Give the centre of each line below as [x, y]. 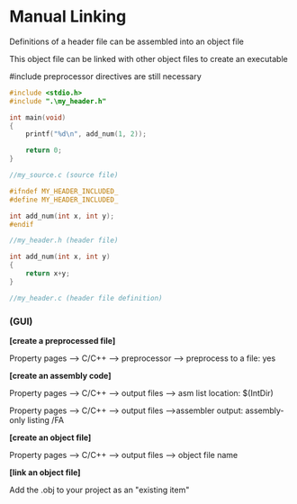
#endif [22, 224]
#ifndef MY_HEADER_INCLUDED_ [64, 191]
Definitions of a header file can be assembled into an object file [127, 41]
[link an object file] [45, 472]
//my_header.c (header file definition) [86, 298]
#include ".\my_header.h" [58, 101]
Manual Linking [68, 17]
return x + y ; [48, 274]
